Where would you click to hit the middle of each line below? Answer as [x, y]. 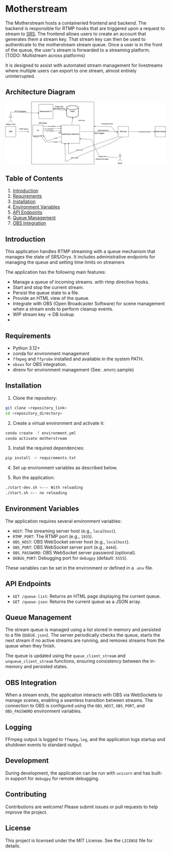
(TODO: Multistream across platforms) [45, 55]
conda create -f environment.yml [41, 433]
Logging [19, 727]
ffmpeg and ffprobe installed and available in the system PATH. [78, 359]
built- [157, 773]
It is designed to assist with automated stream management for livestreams [84, 65]
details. [13, 846]
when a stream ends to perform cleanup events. [63, 309]
